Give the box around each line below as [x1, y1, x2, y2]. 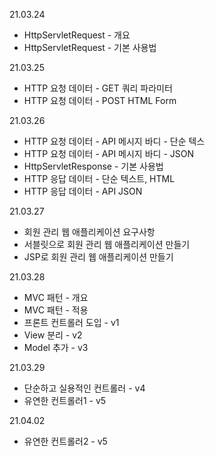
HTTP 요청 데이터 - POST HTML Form [23, 95, 177, 106]
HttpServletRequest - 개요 [23, 29, 131, 41]
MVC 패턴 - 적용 [23, 304, 89, 316]
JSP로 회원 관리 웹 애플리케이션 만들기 [23, 251, 174, 263]
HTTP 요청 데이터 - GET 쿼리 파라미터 [23, 82, 173, 94]
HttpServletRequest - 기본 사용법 [23, 42, 157, 53]
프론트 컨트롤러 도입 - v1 [23, 317, 120, 328]
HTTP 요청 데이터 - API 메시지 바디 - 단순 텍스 [23, 135, 206, 147]
